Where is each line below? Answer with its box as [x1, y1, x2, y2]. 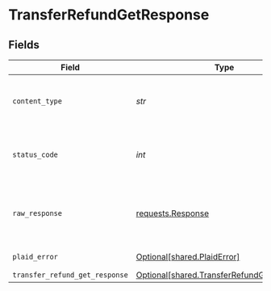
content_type [12, 97, 63, 106]
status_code [12, 150, 59, 159]
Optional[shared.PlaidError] [135, 251, 240, 262]
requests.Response [135, 208, 210, 219]
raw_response [12, 209, 63, 217]
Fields [8, 38, 40, 52]
